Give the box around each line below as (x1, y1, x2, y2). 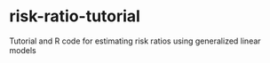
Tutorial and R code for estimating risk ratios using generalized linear (9, 35, 261, 46)
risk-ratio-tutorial (9, 6, 140, 27)
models (9, 44, 37, 55)
